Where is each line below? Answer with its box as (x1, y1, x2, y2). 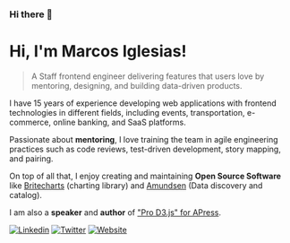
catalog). (9, 189, 43, 200)
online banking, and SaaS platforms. (53, 117, 186, 127)
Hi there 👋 (9, 8, 54, 21)
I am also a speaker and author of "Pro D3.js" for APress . (9, 206, 222, 218)
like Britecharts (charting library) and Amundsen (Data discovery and (9, 179, 263, 191)
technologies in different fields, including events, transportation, (9, 107, 245, 117)
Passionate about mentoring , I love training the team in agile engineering (9, 134, 278, 144)
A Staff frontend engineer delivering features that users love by (30, 71, 265, 82)
